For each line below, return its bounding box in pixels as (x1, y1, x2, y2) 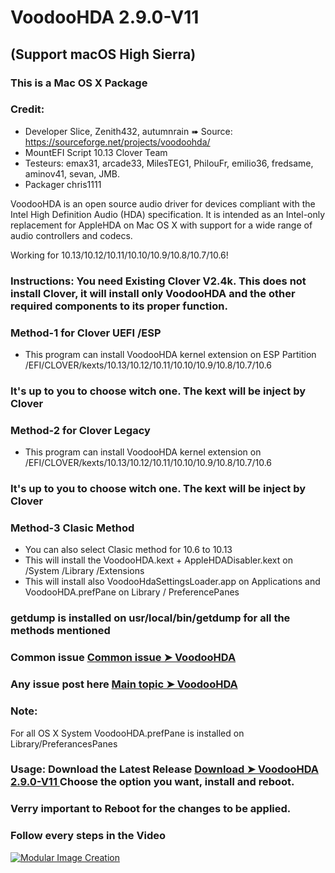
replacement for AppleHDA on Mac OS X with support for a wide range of (10, 219, 313, 231)
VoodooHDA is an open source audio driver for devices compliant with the (10, 197, 316, 210)
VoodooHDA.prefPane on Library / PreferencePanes (24, 586, 240, 598)
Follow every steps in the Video (10, 829, 167, 843)
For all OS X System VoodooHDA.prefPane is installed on (10, 727, 245, 739)
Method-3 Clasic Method (10, 521, 135, 535)
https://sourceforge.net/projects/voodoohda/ (24, 136, 211, 148)
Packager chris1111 (24, 178, 102, 190)
